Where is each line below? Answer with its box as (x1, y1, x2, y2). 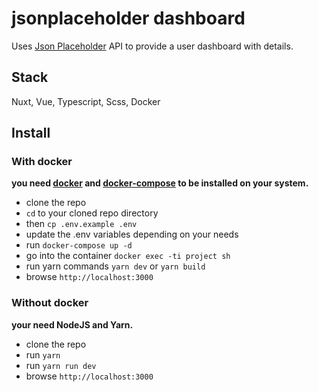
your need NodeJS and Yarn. (11, 318, 134, 331)
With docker (11, 155, 73, 169)
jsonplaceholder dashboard (11, 7, 246, 30)
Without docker (11, 296, 89, 310)
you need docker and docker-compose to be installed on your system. (11, 177, 309, 189)
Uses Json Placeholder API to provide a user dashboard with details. (11, 40, 294, 52)
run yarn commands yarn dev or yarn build (25, 260, 206, 272)
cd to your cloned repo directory (25, 207, 159, 219)
